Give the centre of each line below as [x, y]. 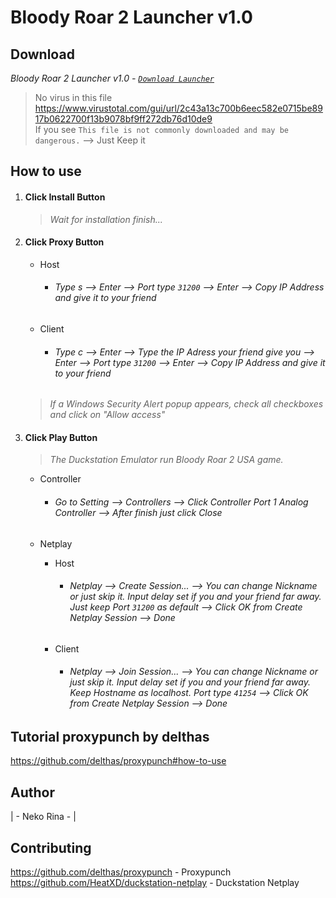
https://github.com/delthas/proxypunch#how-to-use [118, 761]
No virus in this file [73, 97]
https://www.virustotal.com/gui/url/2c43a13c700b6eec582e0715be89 [178, 108]
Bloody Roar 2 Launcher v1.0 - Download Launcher [112, 78]
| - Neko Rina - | [43, 817]
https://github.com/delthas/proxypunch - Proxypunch [121, 872]
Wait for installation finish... [106, 219]
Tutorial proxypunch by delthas [110, 737]
